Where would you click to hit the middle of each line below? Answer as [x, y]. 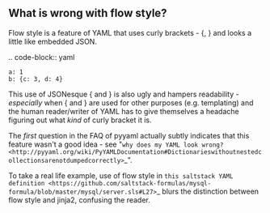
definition [27, 183]
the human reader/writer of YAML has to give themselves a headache [124, 111]
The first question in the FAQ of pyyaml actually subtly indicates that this [129, 135]
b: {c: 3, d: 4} [36, 79]
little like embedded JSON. [53, 41]
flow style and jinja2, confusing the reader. [80, 200]
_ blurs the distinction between [208, 191]
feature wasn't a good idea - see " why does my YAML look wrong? [116, 144]
